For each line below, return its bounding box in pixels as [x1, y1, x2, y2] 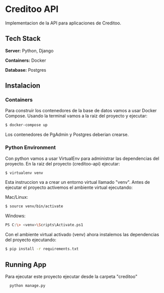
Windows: [5, 213, 26, 219]
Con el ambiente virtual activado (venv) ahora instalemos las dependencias [5, 232, 160, 238]
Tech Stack [5, 34, 41, 43]
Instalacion [5, 81, 41, 90]
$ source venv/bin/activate [5, 204, 64, 209]
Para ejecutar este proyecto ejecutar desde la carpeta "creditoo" [5, 273, 138, 280]
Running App [5, 260, 47, 269]
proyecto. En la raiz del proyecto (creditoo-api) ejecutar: [5, 160, 120, 166]
